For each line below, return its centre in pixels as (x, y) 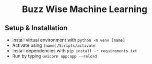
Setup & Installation (36, 28)
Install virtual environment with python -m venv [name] (68, 40)
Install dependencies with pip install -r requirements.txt (74, 51)
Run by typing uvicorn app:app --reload (54, 56)
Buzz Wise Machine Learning (85, 9)
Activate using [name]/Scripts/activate (54, 45)
